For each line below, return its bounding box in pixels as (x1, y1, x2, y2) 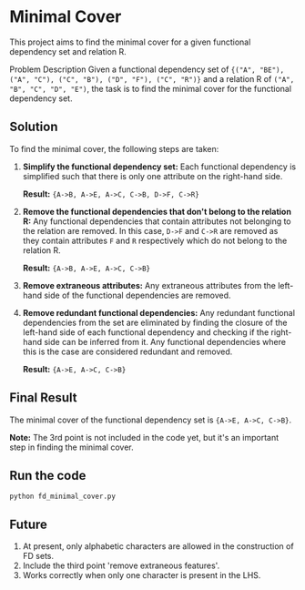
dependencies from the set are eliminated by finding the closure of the (22, 317, 288, 328)
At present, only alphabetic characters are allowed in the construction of (22, 541, 294, 552)
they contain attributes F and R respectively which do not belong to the (22, 235, 288, 246)
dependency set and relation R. (9, 46, 127, 56)
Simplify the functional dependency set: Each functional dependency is (22, 161, 297, 172)
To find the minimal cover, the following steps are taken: (9, 143, 219, 154)
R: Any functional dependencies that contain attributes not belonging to (22, 216, 291, 227)
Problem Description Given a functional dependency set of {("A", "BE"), (9, 64, 285, 75)
